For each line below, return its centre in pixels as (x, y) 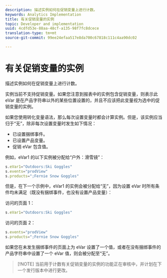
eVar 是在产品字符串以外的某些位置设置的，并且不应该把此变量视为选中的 (80, 100)
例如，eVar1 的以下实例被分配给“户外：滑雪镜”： (55, 157)
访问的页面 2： (20, 223)
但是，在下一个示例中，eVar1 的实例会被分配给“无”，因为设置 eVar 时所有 (80, 186)
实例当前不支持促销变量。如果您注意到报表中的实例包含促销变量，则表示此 (82, 94)
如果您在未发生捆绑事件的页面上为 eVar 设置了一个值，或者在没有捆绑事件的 (83, 247)
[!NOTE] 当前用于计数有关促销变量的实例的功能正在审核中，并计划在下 (89, 264)
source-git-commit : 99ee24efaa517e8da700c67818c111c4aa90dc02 (71, 38)
